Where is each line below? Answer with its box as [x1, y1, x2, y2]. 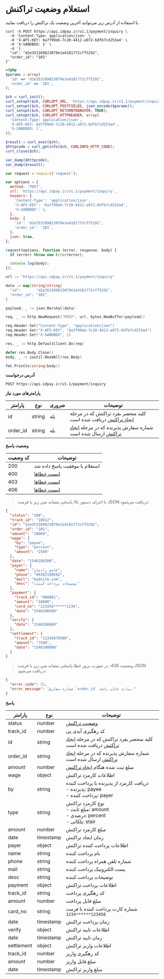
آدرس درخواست [5, 372, 35, 378]
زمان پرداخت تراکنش [66, 918, 110, 925]
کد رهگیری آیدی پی [66, 727, 105, 734]
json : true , [10, 234, 35, 239]
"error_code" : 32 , [10, 682, 48, 687]
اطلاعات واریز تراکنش [66, 942, 111, 949]
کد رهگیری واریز [66, 950, 99, 957]
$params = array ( [5, 72, 41, 77]
